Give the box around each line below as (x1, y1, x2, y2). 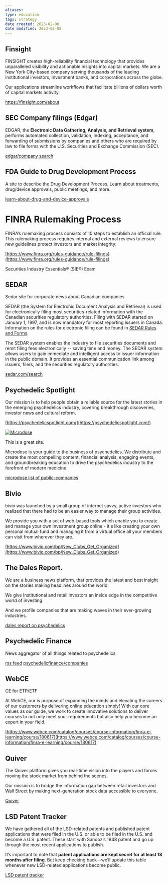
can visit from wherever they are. (5, 533, 74, 539)
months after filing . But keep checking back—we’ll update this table (5, 857, 146, 863)
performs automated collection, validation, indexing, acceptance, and (5, 132, 149, 139)
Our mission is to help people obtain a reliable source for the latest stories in (5, 399, 162, 405)
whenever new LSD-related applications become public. (5, 862, 121, 868)
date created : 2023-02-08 (5, 21, 59, 27)
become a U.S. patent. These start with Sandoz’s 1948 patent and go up (5, 837, 154, 842)
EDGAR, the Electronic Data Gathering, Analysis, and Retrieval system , (5, 127, 155, 133)
